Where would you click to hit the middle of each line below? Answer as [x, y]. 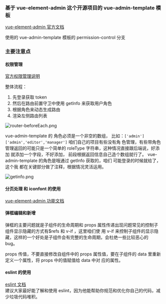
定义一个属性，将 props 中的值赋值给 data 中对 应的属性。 [64, 260]
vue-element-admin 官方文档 [35, 27]
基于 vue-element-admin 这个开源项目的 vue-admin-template [80, 7]
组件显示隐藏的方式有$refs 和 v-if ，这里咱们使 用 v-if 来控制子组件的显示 [80, 231]
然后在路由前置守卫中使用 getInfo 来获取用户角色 [62, 103]
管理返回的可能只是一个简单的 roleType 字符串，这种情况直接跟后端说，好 [80, 148]
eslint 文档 [16, 284]
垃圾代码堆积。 [25, 297]
